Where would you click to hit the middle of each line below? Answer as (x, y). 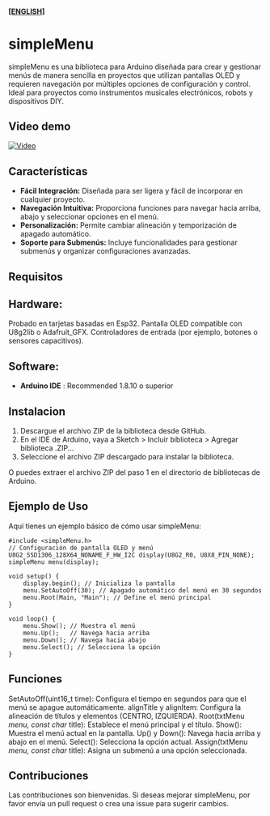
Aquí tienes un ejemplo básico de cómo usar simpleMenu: (105, 526)
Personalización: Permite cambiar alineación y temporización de (128, 225)
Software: (34, 366)
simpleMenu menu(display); (54, 562)
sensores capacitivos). (46, 341)
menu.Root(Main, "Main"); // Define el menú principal (117, 597)
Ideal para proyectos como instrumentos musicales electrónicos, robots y (131, 92)
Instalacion (37, 411)
